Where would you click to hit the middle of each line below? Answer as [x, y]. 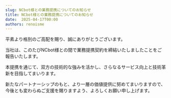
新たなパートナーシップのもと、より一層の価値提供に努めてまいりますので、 [86, 84]
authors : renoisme [25, 24]
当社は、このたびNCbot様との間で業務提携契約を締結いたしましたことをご [84, 50]
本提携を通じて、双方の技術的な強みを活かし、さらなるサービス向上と [79, 67]
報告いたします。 [23, 56]
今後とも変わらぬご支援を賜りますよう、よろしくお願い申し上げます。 [79, 91]
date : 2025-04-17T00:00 [32, 19]
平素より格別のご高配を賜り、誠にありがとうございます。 [65, 39]
